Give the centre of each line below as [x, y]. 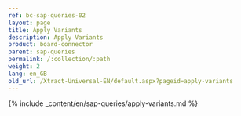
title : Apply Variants [45, 30]
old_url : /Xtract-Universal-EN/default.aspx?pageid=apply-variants [121, 81]
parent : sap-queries [42, 52]
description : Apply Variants [56, 37]
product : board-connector [50, 45]
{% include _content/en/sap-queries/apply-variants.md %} [103, 103]
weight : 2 [24, 67]
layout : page [29, 23]
